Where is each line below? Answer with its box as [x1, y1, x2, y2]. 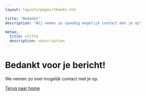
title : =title [9, 34, 38, 39]
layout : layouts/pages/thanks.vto [5, 7, 76, 12]
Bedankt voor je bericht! [5, 60, 106, 71]
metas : [5, 29, 19, 34]
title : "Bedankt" [5, 16, 41, 21]
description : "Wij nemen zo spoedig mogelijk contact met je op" [5, 21, 142, 25]
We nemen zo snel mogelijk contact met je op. [5, 75, 99, 81]
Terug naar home [5, 85, 40, 91]
